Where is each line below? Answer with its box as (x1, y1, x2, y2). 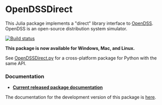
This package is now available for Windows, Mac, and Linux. (5, 45, 135, 51)
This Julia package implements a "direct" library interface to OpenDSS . (5, 20, 153, 26)
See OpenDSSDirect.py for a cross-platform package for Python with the (5, 55, 157, 61)
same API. (5, 60, 27, 66)
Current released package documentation (12, 84, 103, 90)
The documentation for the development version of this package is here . (5, 94, 156, 100)
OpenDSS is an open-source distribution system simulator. (5, 25, 128, 31)
